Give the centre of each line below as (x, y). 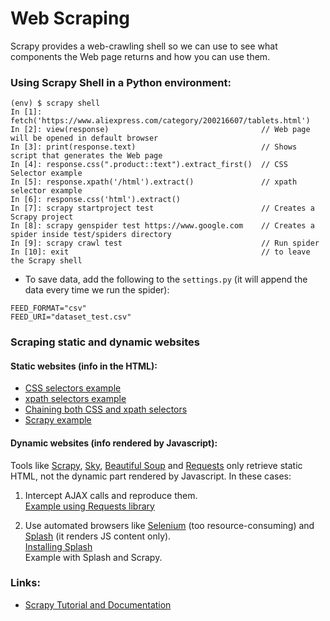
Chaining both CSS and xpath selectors (106, 409)
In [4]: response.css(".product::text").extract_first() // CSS (149, 165)
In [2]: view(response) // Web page (160, 130)
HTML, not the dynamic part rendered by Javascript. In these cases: (151, 476)
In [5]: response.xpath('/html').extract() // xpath (154, 182)
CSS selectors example (73, 388)
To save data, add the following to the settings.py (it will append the (166, 279)
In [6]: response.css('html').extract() (96, 200)
